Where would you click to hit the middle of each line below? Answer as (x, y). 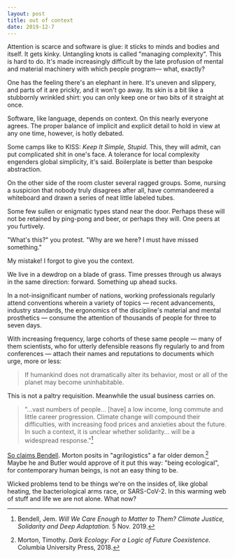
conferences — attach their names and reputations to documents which (111, 354)
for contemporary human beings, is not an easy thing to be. (93, 470)
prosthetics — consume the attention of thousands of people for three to (112, 318)
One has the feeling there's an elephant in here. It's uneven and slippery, (112, 83)
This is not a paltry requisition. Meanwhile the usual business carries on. (111, 396)
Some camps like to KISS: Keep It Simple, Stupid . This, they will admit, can (114, 147)
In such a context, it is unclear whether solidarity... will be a (109, 432)
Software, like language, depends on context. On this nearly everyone (108, 118)
